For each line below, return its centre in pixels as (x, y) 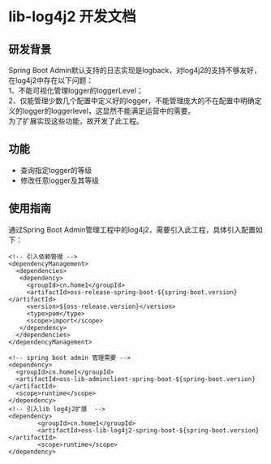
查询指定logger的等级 (56, 170)
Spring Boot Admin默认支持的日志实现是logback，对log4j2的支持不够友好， (135, 70)
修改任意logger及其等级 (60, 180)
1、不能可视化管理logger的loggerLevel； (76, 91)
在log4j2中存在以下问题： (51, 80)
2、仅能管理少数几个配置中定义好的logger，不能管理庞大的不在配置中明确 (131, 101)
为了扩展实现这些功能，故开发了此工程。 (76, 121)
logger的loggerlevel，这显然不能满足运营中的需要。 (109, 111)
